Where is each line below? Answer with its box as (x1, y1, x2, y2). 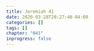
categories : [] (6, 19, 44, 25)
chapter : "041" (6, 30, 44, 36)
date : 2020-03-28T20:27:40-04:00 (6, 14, 89, 20)
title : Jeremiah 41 (6, 8, 54, 15)
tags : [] (6, 25, 28, 31)
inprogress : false (6, 36, 51, 42)
